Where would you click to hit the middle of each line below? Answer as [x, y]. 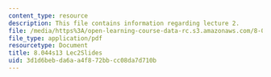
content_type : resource [48, 16]
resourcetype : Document [48, 46]
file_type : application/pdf [56, 38]
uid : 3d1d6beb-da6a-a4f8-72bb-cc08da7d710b [83, 61]
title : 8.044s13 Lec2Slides [56, 53]
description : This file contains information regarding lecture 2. [124, 23]
